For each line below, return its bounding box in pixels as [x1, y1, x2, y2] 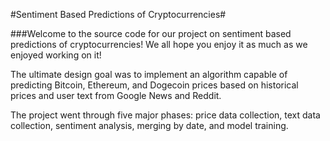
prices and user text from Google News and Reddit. [10, 90, 222, 101]
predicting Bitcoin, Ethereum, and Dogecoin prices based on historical [10, 79, 299, 91]
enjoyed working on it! [10, 49, 102, 61]
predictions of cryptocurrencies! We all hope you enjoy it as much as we [10, 39, 308, 50]
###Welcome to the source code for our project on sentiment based [10, 28, 292, 39]
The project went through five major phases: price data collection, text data [10, 109, 321, 121]
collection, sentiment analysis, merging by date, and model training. [10, 120, 289, 131]
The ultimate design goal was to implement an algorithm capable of [10, 69, 288, 80]
